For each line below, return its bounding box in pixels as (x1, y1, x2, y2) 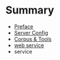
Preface (14, 23, 34, 30)
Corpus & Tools (14, 35, 52, 42)
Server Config (14, 29, 48, 36)
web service (14, 42, 45, 49)
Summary (5, 4, 54, 17)
